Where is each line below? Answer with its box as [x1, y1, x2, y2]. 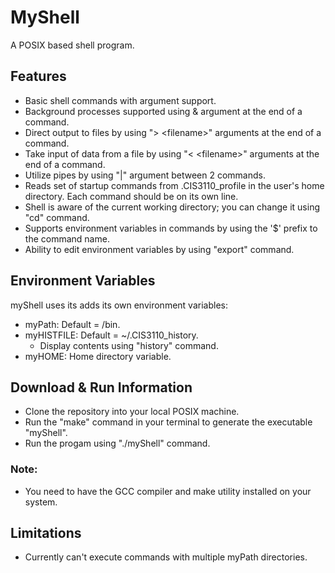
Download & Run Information [10, 379, 193, 396]
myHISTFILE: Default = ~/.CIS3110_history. [24, 329, 199, 341]
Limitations [10, 525, 82, 542]
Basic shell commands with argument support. [24, 94, 217, 106]
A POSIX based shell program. [10, 39, 135, 51]
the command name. [24, 232, 110, 245]
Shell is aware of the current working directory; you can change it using [24, 201, 321, 213]
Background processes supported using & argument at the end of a [24, 105, 303, 117]
